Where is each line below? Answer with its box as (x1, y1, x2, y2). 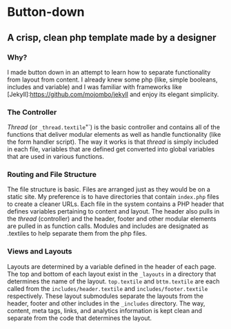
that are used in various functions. (7, 153, 105, 161)
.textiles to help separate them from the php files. (7, 229, 147, 238)
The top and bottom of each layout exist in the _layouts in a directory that (7, 270, 217, 278)
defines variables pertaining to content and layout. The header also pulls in (7, 207, 220, 216)
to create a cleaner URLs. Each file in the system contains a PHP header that (7, 200, 224, 208)
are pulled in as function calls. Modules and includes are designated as (7, 222, 209, 230)
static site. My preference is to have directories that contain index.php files (7, 193, 219, 201)
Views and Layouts (7, 247, 72, 256)
